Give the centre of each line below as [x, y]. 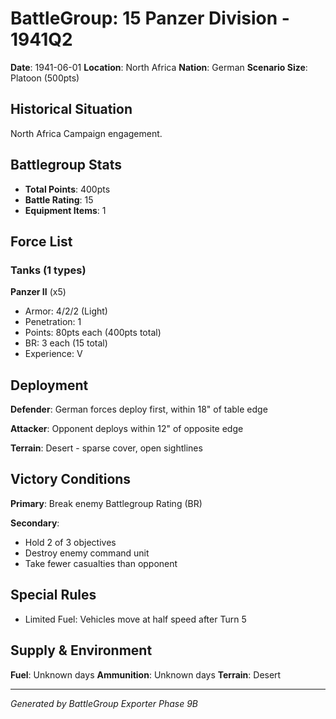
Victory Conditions [71, 479]
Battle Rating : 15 [59, 199]
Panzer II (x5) [38, 292]
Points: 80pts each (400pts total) [93, 333]
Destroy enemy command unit [87, 553]
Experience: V [53, 354]
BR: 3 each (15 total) [66, 343]
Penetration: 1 [53, 322]
